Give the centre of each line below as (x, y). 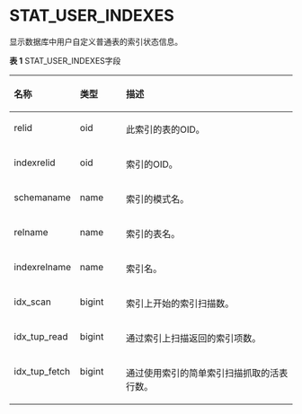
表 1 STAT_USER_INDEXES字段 (65, 60)
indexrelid (35, 163)
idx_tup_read (41, 336)
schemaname (43, 197)
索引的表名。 (153, 233)
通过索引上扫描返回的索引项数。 (193, 338)
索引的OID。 (151, 164)
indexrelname (43, 267)
